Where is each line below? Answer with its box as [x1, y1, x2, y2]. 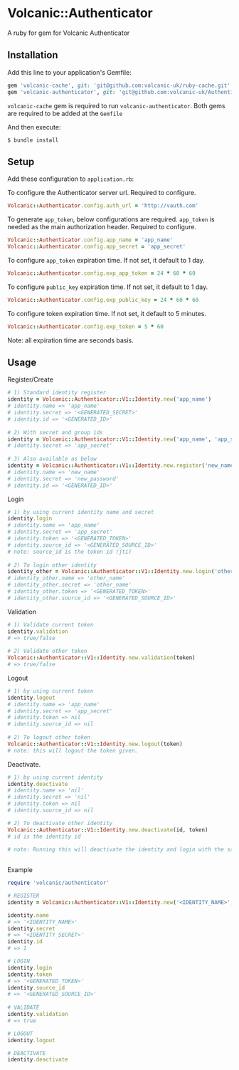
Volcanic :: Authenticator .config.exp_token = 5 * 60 [7, 322, 164, 330]
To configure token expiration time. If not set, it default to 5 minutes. [7, 309, 206, 318]
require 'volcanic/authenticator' [7, 879, 110, 887]
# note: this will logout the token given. [7, 747, 139, 754]
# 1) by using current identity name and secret [7, 508, 154, 515]
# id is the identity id [7, 833, 81, 840]
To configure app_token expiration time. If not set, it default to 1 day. [7, 256, 205, 264]
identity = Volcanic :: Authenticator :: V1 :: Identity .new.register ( [7, 462, 205, 469]
